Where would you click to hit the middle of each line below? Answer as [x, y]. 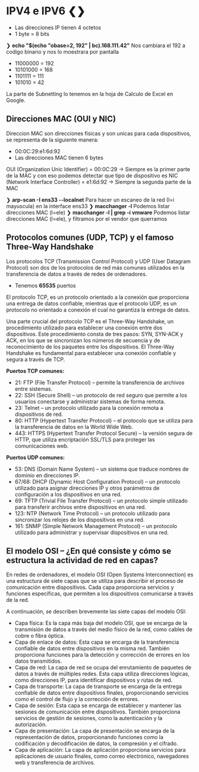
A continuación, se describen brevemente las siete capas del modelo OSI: [97, 612]
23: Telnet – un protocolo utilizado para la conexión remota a [89, 407]
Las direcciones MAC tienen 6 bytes [59, 158]
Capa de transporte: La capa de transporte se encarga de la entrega [98, 687]
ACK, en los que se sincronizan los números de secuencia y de [83, 340]
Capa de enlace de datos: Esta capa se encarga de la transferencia [97, 642]
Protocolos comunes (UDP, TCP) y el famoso [90, 238]
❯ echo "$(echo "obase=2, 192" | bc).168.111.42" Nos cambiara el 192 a [96, 45]
